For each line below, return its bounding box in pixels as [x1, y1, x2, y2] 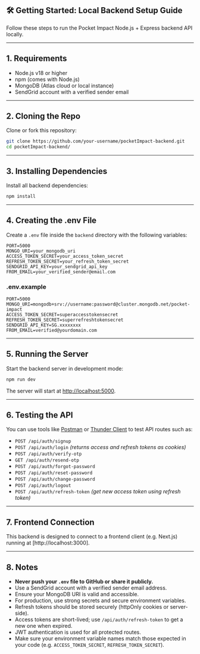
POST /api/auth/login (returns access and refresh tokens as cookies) [14, 444, 186, 451]
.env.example [6, 282, 46, 291]
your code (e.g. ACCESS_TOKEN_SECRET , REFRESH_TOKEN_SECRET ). [14, 641, 165, 649]
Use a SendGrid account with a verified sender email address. [14, 584, 167, 591]
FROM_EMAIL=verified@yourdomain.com [6, 327, 97, 333]
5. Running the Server [6, 349, 89, 359]
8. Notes [6, 562, 39, 572]
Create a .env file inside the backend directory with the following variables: [6, 231, 187, 238]
